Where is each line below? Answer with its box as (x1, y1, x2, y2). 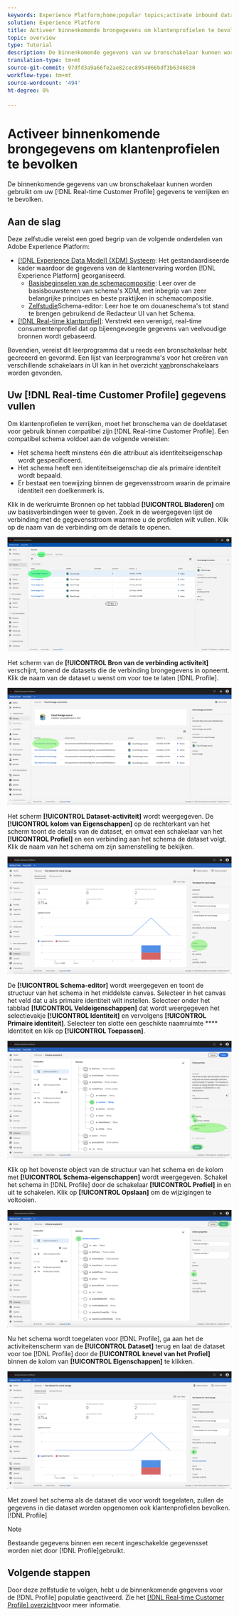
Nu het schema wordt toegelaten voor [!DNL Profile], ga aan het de (7, 1334, 204, 1343)
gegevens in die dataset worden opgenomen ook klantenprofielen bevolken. (7, 1503, 230, 1512)
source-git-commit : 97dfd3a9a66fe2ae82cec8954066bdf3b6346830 (7, 64, 196, 71)
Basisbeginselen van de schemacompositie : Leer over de (28, 279, 196, 287)
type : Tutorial (7, 41, 53, 49)
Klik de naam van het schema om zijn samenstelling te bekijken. (7, 842, 194, 851)
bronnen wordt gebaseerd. (17, 332, 97, 340)
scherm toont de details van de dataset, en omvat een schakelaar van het (7, 827, 223, 836)
